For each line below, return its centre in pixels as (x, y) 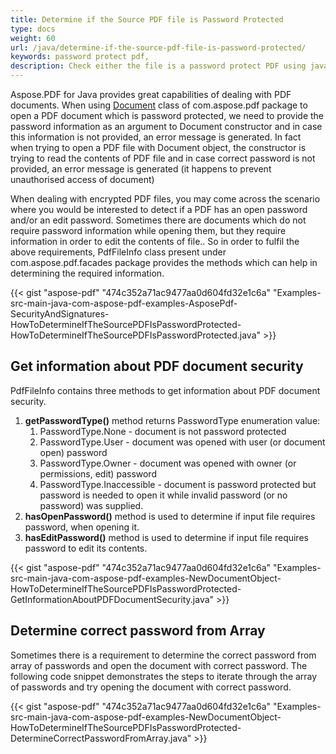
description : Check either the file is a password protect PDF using (158, 66)
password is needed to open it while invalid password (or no (163, 495)
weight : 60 (33, 38)
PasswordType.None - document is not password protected (163, 431)
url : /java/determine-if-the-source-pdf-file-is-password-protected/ (158, 47)
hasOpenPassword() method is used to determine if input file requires (170, 516)
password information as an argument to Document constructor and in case (166, 126)
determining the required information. (87, 273)
